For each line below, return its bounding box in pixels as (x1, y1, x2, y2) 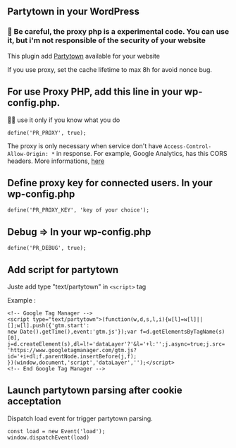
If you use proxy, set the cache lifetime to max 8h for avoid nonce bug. (7, 65, 213, 73)
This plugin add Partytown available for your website (7, 52, 161, 60)
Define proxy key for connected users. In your (7, 176, 213, 189)
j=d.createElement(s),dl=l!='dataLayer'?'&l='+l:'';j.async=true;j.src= (7, 340, 225, 348)
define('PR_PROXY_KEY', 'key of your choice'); (7, 207, 150, 214)
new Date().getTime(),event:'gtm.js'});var (7, 328, 137, 335)
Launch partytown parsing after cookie (7, 385, 183, 396)
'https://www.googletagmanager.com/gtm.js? (7, 346, 137, 353)
